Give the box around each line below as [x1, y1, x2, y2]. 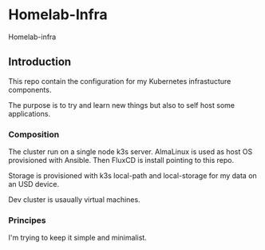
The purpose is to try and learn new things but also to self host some [8, 100, 235, 109]
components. [8, 85, 52, 94]
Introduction [8, 55, 72, 69]
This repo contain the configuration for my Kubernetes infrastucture [8, 76, 231, 85]
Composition [8, 129, 60, 140]
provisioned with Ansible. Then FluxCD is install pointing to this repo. [8, 156, 235, 165]
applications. [8, 109, 50, 118]
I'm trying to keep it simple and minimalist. [8, 233, 148, 243]
